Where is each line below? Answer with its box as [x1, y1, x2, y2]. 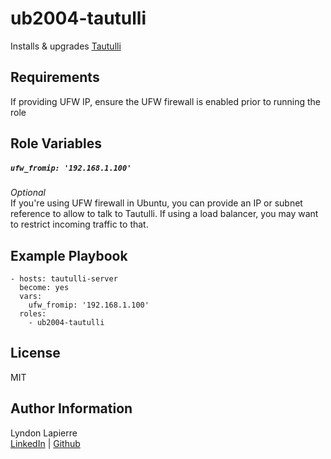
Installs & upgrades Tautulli [10, 40, 122, 52]
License [10, 345, 61, 362]
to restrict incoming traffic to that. [10, 218, 149, 231]
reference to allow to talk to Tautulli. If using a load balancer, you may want [10, 208, 319, 220]
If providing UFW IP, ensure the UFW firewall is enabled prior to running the [10, 95, 322, 107]
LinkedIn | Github [10, 437, 81, 449]
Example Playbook [10, 247, 128, 264]
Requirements [10, 69, 100, 86]
